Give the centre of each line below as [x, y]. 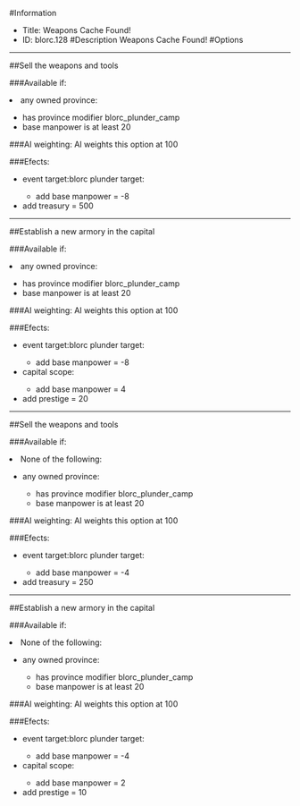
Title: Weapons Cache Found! [76, 30]
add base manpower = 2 [81, 783]
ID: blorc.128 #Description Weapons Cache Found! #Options [133, 40]
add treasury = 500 [58, 206]
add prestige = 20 [55, 399]
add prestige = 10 [54, 792]
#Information [33, 13]
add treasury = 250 [58, 582]
